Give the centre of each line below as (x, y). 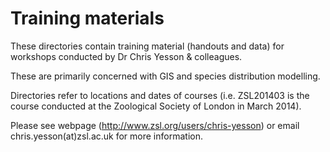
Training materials (87, 18)
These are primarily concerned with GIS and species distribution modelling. (165, 76)
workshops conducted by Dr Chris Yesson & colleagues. (126, 56)
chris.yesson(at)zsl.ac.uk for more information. (106, 136)
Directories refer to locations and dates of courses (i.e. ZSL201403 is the (160, 95)
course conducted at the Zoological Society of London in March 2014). (156, 106)
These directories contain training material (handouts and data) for (147, 46)
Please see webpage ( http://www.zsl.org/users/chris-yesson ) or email (155, 125)
